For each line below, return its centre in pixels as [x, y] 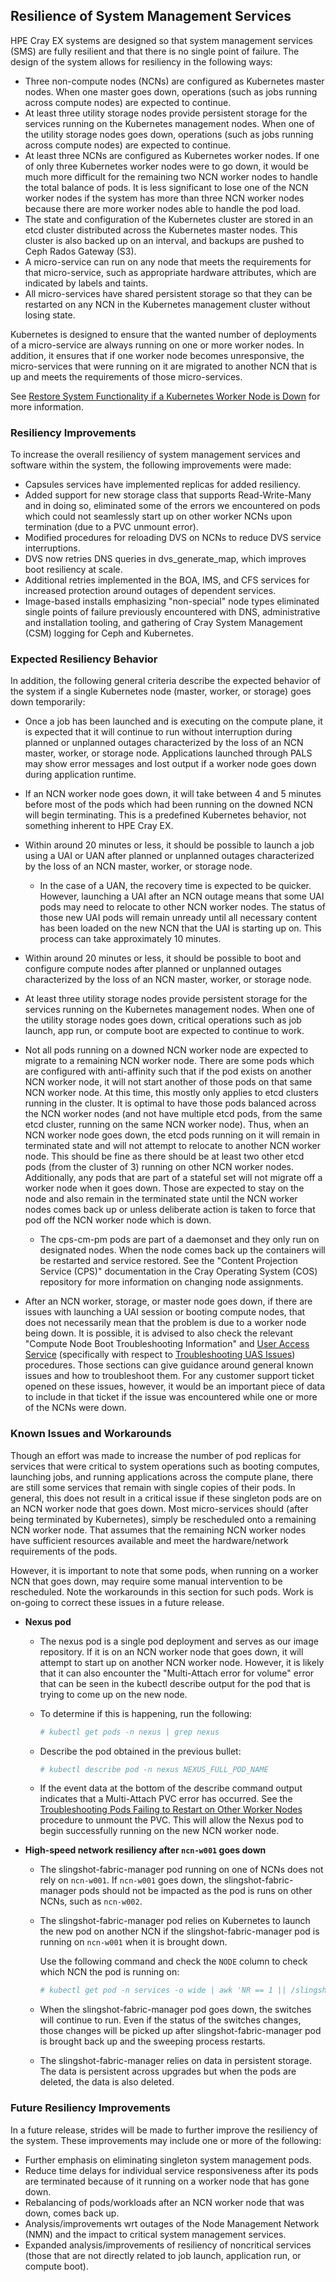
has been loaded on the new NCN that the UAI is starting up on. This [180, 928]
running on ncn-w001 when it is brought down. [133, 1942]
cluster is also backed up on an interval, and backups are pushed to [164, 240]
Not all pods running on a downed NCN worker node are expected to [166, 1050]
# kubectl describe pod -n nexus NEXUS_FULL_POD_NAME [154, 1769]
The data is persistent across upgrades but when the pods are [168, 2071]
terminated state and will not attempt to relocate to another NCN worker [173, 1146]
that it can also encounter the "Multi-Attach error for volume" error [177, 1673]
